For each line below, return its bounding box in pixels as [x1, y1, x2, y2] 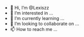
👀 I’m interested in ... [10, 10, 53, 16]
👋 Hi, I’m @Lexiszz [10, 5, 49, 10]
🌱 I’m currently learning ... [10, 15, 65, 21]
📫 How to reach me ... [10, 26, 58, 32]
